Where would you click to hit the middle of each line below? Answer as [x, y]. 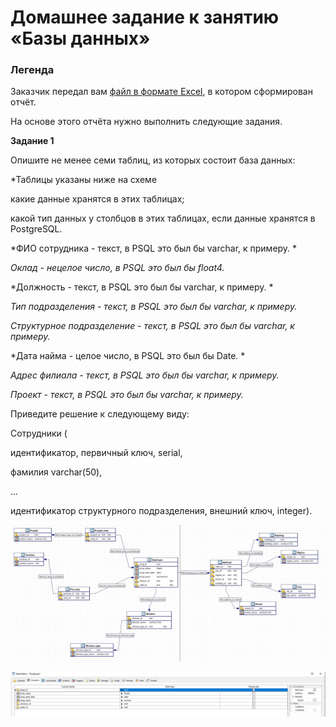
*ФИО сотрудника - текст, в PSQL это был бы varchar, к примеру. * [154, 248]
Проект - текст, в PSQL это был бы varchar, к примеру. [127, 395]
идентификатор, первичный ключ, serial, [96, 453]
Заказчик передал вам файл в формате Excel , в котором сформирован [161, 92]
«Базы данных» [80, 38]
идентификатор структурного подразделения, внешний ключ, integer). [161, 511]
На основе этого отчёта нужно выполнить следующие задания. [146, 122]
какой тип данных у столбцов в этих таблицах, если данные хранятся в [163, 218]
